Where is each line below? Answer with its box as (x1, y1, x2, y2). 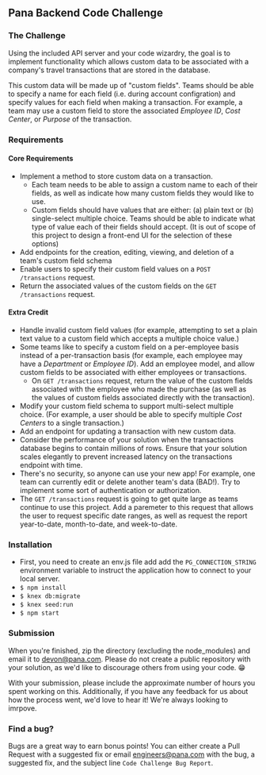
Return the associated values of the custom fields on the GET (19, 281, 217, 291)
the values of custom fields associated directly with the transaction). (31, 393, 255, 403)
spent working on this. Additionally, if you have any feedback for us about (8, 686, 249, 696)
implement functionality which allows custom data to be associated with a (8, 56, 249, 66)
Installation (8, 539, 53, 550)
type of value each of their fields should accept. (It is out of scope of (31, 222, 256, 231)
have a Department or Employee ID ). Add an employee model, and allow (19, 359, 255, 368)
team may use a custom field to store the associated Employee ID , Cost (8, 106, 241, 115)
